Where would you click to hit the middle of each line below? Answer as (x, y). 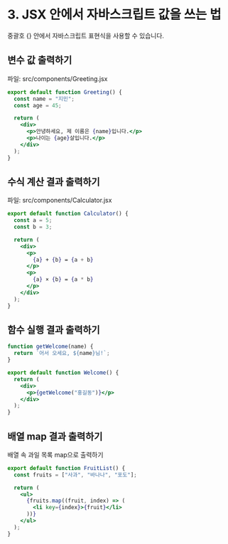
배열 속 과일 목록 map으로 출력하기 (55, 454)
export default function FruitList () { (66, 468)
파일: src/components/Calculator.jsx (60, 201)
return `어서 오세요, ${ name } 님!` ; (62, 353)
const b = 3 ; (33, 227)
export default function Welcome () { (63, 373)
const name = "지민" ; (44, 99)
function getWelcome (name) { (50, 347)
